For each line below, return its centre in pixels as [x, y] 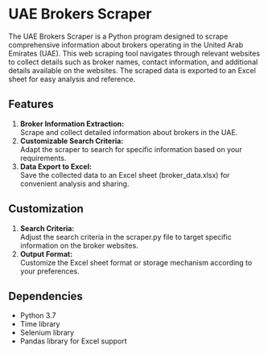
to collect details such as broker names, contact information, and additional [133, 62]
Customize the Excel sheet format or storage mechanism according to [136, 262]
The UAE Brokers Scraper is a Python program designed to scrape [118, 36]
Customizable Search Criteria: [72, 141]
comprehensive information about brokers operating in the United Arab [126, 44]
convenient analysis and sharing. [74, 183]
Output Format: [46, 253]
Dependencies [45, 296]
